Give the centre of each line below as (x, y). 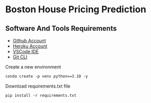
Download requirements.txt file (38, 86)
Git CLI (20, 57)
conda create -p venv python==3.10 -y (47, 76)
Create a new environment (33, 67)
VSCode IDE (26, 51)
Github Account (29, 40)
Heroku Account (30, 46)
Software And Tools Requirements (61, 28)
